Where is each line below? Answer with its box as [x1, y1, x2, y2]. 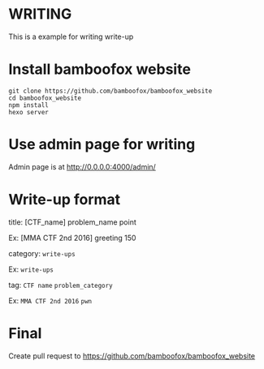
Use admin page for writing [8, 135, 196, 154]
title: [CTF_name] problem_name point [8, 217, 136, 227]
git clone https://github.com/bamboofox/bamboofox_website [8, 87, 213, 95]
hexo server [8, 108, 49, 116]
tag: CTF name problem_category [8, 280, 113, 290]
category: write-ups [8, 248, 76, 258]
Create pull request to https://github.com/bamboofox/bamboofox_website [8, 350, 256, 361]
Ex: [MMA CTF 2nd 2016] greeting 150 [8, 233, 136, 242]
